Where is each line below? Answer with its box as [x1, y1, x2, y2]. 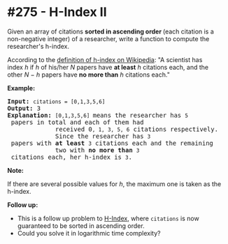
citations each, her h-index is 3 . [10, 153, 133, 161]
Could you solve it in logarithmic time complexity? [17, 229, 161, 237]
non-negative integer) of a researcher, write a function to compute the [7, 34, 210, 43]
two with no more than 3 [55, 146, 140, 154]
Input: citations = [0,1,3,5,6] [7, 97, 106, 105]
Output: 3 [7, 104, 41, 112]
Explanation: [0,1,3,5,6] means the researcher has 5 [7, 111, 189, 119]
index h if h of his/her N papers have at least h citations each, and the [7, 63, 208, 71]
